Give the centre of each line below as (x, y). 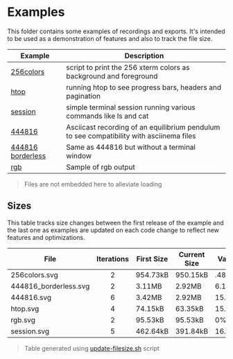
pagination (83, 96)
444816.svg (31, 297)
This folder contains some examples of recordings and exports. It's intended (116, 31)
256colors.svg (35, 274)
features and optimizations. (46, 237)
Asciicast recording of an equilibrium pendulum (143, 127)
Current (192, 254)
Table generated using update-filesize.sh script (92, 348)
